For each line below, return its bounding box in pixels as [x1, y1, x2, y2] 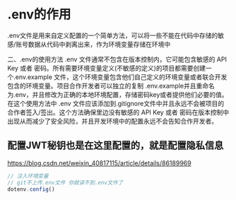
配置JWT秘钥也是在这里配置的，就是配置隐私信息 [7, 139, 224, 152]
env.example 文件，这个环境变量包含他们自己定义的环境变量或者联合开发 [15, 72, 228, 81]
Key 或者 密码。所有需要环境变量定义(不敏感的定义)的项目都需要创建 [7, 64, 206, 72]
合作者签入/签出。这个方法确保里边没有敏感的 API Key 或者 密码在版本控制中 [7, 107, 230, 117]
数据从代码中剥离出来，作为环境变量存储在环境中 [28, 40, 171, 48]
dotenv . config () [7, 185, 55, 193]
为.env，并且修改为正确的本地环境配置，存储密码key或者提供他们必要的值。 [7, 90, 228, 99]
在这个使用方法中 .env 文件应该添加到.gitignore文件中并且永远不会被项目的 [7, 99, 225, 107]
